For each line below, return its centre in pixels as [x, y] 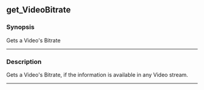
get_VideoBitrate [39, 10]
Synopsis [20, 27]
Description [24, 62]
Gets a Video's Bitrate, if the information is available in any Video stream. [97, 74]
